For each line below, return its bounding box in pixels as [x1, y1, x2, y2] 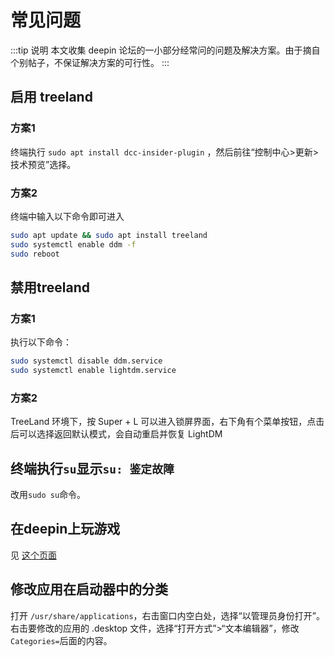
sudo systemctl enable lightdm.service [10, 366, 177, 376]
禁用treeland [10, 279, 90, 296]
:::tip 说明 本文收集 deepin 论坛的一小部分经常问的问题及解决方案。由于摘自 [10, 44, 321, 56]
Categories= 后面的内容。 [10, 634, 113, 646]
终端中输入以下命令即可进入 [10, 210, 125, 222]
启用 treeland [10, 89, 93, 106]
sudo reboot [10, 249, 60, 259]
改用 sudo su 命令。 [10, 489, 87, 501]
